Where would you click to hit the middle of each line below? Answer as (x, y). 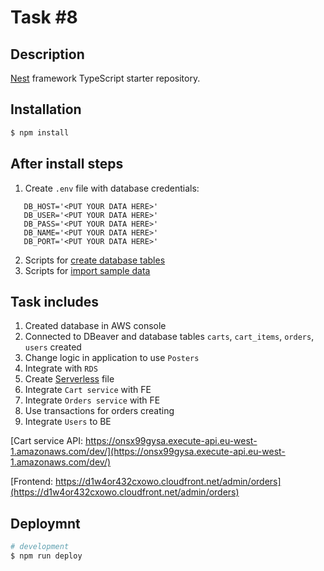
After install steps (67, 164)
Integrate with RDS (61, 368)
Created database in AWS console (95, 326)
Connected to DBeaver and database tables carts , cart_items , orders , (169, 337)
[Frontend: (32, 482)
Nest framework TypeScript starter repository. (105, 78)
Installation (46, 109)
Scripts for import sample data (87, 270)
